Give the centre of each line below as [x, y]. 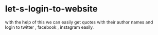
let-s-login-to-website [52, 9]
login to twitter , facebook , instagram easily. [49, 27]
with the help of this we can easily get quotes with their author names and [79, 22]
